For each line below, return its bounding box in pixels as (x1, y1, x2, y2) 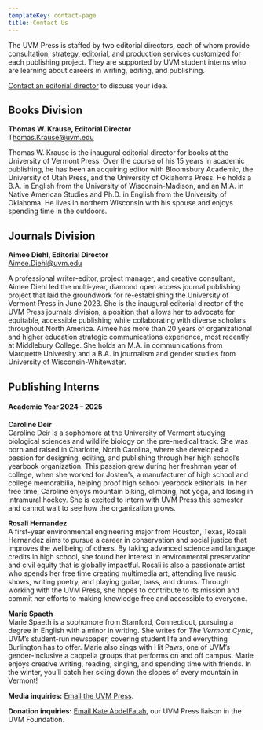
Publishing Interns (8, 380, 100, 393)
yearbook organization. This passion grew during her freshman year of (8, 461, 237, 470)
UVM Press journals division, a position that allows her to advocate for (8, 308, 236, 317)
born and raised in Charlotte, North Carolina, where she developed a (8, 444, 229, 454)
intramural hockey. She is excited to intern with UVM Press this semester (8, 495, 243, 504)
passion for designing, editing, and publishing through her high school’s (8, 453, 240, 463)
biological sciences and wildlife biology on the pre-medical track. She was (8, 436, 249, 445)
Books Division (8, 103, 83, 116)
